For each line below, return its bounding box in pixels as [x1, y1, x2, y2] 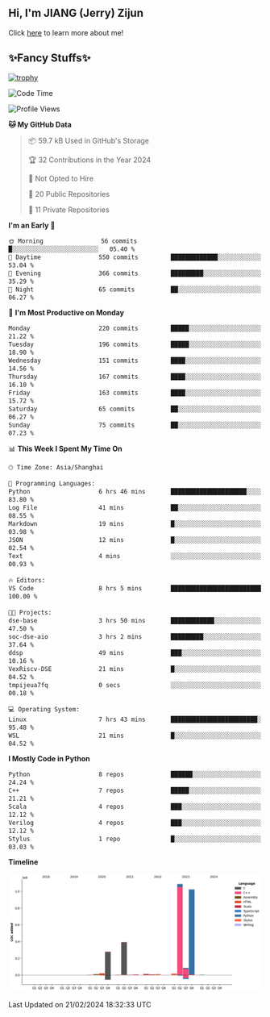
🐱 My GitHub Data [8, 119, 73, 129]
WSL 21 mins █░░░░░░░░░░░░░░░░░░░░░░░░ [8, 731, 262, 740]
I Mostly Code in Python [8, 753, 90, 763]
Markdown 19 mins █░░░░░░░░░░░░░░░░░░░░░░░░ [8, 519, 262, 527]
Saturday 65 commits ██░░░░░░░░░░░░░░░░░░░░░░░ [8, 405, 262, 413]
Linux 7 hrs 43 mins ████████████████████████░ [8, 715, 262, 723]
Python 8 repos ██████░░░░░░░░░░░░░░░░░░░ [8, 770, 262, 778]
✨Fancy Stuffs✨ [8, 52, 91, 65]
